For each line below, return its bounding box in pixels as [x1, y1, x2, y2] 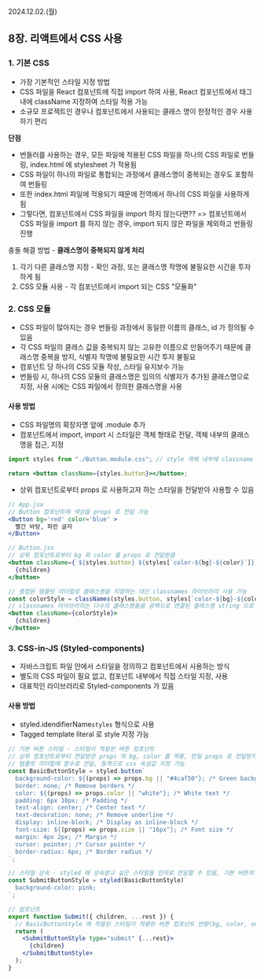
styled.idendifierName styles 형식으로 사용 [19, 719, 155, 730]
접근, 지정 [34, 440, 64, 449]
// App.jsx [8, 501, 44, 508]
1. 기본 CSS [8, 57, 49, 68]
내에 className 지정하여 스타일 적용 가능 [19, 97, 148, 106]
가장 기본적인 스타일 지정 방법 [19, 77, 110, 87]
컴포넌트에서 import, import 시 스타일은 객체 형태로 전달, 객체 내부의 [19, 430, 229, 439]
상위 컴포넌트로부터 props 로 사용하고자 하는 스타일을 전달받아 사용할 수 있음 [19, 485, 255, 494]
